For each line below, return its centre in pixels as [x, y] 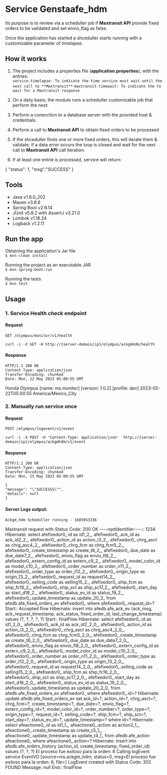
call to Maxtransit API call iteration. [49, 150]
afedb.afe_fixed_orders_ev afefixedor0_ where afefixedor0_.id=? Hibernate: [82, 693]
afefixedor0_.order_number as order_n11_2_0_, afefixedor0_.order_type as [81, 656]
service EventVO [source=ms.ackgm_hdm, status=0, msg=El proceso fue [81, 757]
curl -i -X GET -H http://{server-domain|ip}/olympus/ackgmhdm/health [80, 344]
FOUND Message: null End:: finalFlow [44, 767]
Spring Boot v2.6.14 [32, 207]
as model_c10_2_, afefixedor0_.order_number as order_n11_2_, [69, 566]
